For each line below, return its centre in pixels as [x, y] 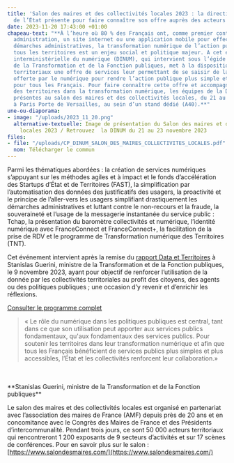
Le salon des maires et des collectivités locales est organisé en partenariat [114, 408]
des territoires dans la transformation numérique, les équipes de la [118, 91]
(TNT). [17, 244]
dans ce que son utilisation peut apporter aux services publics [114, 329]
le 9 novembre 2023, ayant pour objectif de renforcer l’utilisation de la [107, 272]
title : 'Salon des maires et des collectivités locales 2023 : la [106, 14]
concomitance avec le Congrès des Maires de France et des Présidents [110, 422]
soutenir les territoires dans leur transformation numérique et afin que [124, 343]
